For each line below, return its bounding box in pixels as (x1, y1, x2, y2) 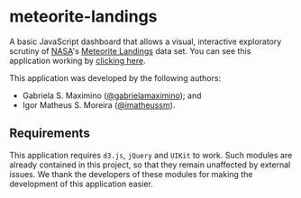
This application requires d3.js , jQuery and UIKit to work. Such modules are (9, 149, 293, 160)
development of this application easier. (9, 178, 153, 189)
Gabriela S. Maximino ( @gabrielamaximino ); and (22, 90, 202, 101)
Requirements (9, 126, 90, 141)
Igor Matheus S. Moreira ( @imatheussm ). (22, 99, 176, 110)
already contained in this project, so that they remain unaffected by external (9, 159, 291, 170)
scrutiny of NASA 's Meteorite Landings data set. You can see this (9, 45, 251, 56)
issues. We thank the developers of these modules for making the (9, 168, 253, 179)
